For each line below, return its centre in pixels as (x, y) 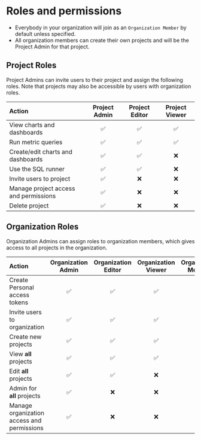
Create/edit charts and (41, 152)
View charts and (32, 125)
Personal (22, 287)
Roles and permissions (64, 11)
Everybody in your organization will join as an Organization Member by (100, 27)
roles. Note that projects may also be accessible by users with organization (99, 86)
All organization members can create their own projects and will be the (102, 40)
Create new (25, 337)
